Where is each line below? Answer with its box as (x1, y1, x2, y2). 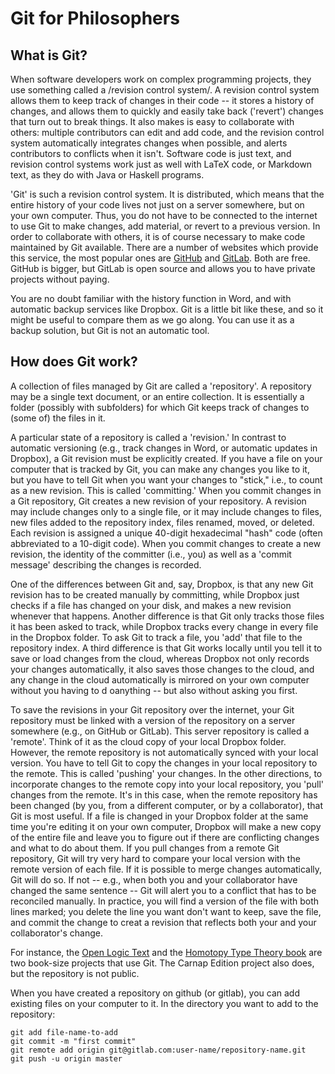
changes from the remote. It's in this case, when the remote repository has (10, 788, 318, 801)
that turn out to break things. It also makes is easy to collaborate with (10, 116, 295, 127)
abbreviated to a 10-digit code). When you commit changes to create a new (10, 537, 322, 549)
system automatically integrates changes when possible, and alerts (10, 137, 288, 149)
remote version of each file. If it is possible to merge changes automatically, (10, 863, 323, 875)
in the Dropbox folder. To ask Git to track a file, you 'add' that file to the (10, 631, 303, 643)
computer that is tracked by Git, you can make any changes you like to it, (10, 463, 310, 475)
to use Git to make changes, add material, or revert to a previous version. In (10, 220, 321, 232)
